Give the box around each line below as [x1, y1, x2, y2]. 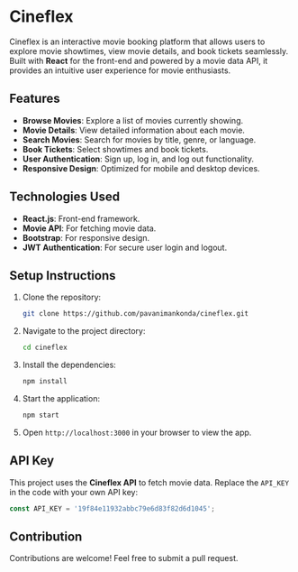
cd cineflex [22, 343, 68, 353]
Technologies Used [9, 189, 120, 205]
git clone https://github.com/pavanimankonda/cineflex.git [22, 309, 249, 318]
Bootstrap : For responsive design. [22, 232, 150, 243]
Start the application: [22, 393, 101, 403]
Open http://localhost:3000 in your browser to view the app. [22, 427, 252, 438]
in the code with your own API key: [9, 486, 139, 497]
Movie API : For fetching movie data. [22, 223, 157, 234]
